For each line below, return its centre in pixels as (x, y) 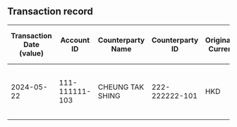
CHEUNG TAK (121, 87)
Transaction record (50, 12)
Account (75, 40)
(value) (31, 53)
